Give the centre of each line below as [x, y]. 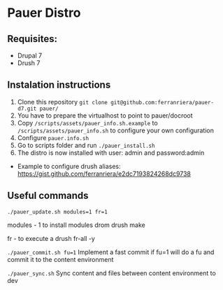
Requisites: [33, 39]
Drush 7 [29, 63]
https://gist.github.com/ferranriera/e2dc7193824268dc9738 [104, 174]
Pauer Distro [44, 13]
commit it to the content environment [60, 259]
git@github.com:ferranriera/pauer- [163, 102]
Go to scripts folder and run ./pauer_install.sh [86, 145]
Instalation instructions [59, 85]
